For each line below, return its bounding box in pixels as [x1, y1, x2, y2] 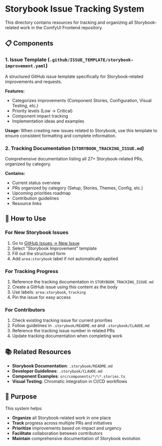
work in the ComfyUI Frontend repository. [20, 24, 103, 30]
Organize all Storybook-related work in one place [12, 414, 111, 421]
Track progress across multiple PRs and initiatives [12, 420, 113, 426]
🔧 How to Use [5, 215, 46, 223]
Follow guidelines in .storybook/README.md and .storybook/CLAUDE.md [12, 323, 150, 328]
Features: [5, 88, 25, 94]
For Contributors [5, 306, 45, 313]
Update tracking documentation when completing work [12, 333, 123, 339]
